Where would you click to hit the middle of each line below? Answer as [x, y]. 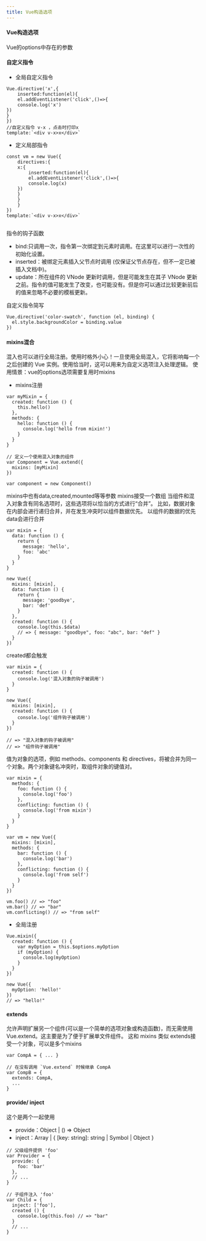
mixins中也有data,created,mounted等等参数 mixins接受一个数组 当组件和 [98, 496]
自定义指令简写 [25, 305]
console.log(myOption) [51, 958]
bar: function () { [42, 853]
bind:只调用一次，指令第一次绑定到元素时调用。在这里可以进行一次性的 [105, 247]
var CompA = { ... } [33, 1056]
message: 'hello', [46, 547]
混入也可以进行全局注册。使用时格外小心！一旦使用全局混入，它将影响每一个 [103, 357]
